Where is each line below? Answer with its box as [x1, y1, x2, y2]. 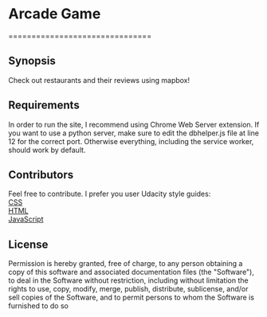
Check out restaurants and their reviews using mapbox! [8, 75, 190, 84]
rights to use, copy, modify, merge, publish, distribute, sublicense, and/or [8, 284, 249, 294]
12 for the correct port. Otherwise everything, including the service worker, [8, 136, 254, 146]
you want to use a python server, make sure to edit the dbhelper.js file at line [8, 128, 259, 138]
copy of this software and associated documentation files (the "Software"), [8, 268, 255, 277]
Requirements [8, 99, 80, 112]
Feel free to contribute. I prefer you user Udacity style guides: [8, 189, 211, 199]
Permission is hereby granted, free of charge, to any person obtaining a [8, 259, 243, 268]
